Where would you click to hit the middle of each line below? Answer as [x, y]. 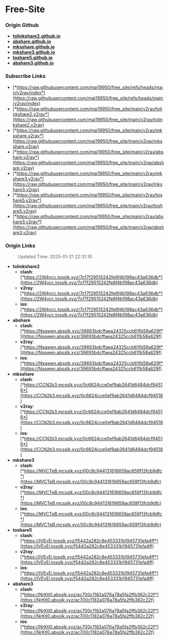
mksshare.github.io [34, 47]
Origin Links [20, 246]
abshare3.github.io [33, 63]
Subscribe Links [25, 76]
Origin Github [22, 25]
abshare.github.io [32, 42]
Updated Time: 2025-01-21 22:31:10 [55, 257]
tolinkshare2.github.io [36, 36]
